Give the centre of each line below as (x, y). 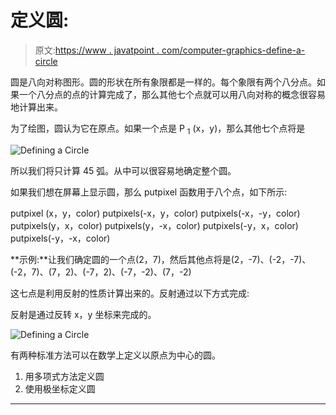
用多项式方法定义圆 (64, 376)
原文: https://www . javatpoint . (97, 50)
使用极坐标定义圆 (60, 388)
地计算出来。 (36, 107)
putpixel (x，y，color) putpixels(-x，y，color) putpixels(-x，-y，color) (155, 213)
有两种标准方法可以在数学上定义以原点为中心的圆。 (115, 355)
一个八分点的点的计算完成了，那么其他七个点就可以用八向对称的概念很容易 (172, 94)
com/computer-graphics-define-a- (233, 50)
